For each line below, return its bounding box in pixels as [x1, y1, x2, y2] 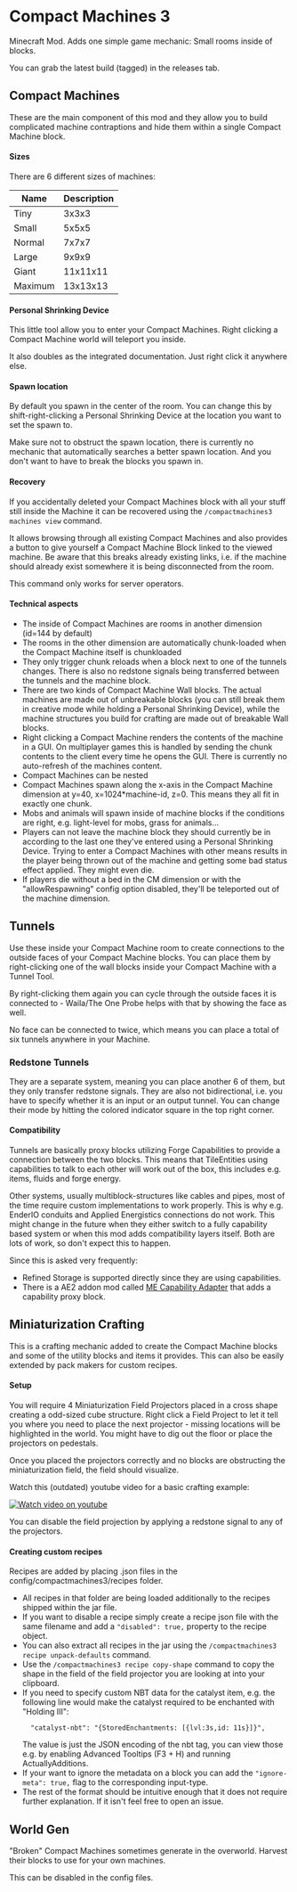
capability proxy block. [21, 1291, 106, 1302]
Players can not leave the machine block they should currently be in [21, 826, 271, 837]
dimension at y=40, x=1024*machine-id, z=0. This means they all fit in [21, 789, 280, 799]
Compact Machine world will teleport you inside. [9, 334, 187, 345]
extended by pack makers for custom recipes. [9, 1359, 178, 1370]
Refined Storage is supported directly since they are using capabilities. [21, 1273, 282, 1283]
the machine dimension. [21, 893, 111, 904]
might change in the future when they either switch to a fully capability [9, 1219, 269, 1230]
